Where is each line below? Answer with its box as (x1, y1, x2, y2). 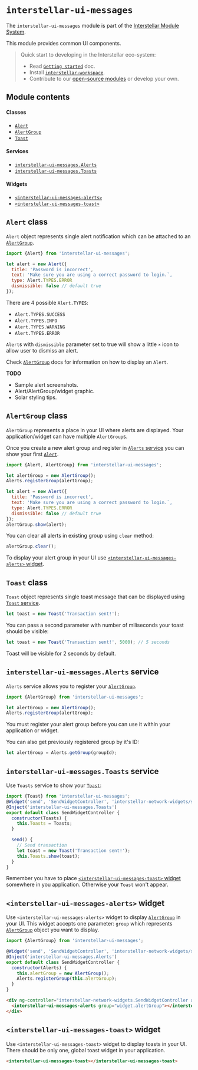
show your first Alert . (6, 450, 59, 457)
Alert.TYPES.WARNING (14, 324, 65, 330)
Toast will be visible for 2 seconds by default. (6, 650, 116, 657)
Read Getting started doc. (29, 62, 95, 70)
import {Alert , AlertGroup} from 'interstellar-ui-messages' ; (6, 462, 162, 467)
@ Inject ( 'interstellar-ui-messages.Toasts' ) (6, 804, 117, 810)
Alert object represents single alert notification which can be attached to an (6, 232, 191, 240)
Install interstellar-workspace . (29, 68, 105, 75)
